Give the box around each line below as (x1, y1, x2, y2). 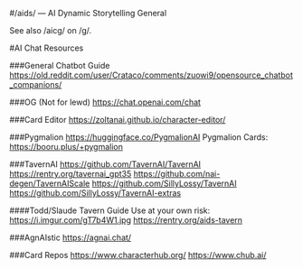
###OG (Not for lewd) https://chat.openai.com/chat (9, 97, 202, 107)
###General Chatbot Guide (9, 60, 110, 70)
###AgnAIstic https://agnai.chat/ (9, 232, 132, 243)
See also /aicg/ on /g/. (9, 25, 92, 35)
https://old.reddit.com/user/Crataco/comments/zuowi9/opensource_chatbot (9, 70, 294, 80)
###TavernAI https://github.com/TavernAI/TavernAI (9, 159, 202, 170)
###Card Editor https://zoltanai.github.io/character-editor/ (9, 115, 226, 125)
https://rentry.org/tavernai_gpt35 (9, 169, 132, 179)
